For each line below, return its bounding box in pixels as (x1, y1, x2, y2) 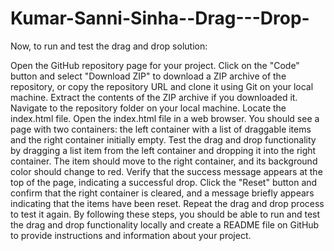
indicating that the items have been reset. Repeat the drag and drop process (10, 197, 325, 209)
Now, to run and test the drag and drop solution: (10, 40, 208, 52)
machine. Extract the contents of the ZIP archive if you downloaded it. (10, 91, 298, 103)
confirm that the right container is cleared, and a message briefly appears (10, 187, 315, 199)
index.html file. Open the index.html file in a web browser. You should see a (10, 112, 320, 124)
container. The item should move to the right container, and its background (10, 155, 318, 167)
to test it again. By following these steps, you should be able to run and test (10, 208, 321, 220)
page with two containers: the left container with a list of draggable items (10, 123, 312, 135)
